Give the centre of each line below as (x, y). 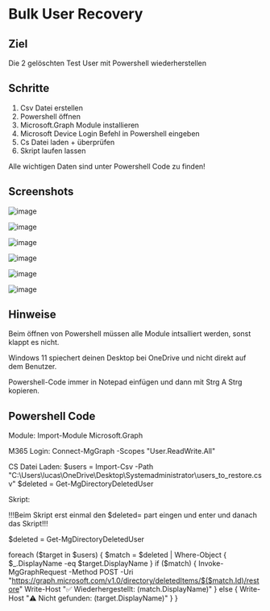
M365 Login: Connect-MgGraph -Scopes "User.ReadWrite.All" (112, 451)
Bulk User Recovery (76, 14)
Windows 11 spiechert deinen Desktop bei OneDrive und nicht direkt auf (127, 358)
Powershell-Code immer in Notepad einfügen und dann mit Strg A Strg (125, 382)
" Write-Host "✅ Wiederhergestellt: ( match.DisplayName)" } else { (128, 589)
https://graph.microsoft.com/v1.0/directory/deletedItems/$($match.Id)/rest (135, 580)
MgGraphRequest (37, 572)
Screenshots (41, 191)
